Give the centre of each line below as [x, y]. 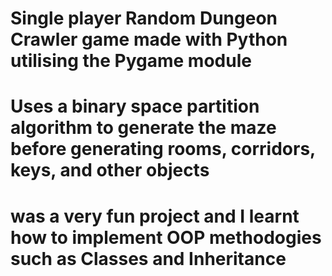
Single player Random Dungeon [144, 18]
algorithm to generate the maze [143, 128]
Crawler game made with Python [149, 39]
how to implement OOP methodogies [166, 237]
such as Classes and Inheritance [148, 258]
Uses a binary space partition [135, 106]
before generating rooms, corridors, [163, 149]
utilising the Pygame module [131, 61]
